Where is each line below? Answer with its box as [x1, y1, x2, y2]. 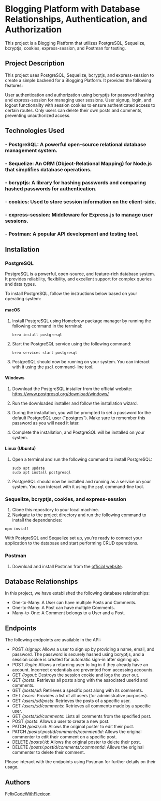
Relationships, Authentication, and [5, 14, 147, 25]
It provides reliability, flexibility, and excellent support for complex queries [5, 276, 152, 282]
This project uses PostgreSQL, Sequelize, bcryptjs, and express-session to [5, 72, 154, 78]
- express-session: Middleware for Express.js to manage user [5, 211, 153, 218]
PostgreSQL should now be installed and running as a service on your [12, 478, 151, 484]
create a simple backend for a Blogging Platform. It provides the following [5, 77, 151, 83]
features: [5, 82, 23, 88]
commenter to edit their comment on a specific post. [12, 734, 117, 740]
